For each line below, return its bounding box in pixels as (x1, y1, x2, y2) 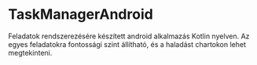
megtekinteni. (8, 48, 53, 57)
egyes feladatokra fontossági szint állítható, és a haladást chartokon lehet (8, 39, 246, 49)
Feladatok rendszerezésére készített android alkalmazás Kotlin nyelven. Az (8, 31, 250, 41)
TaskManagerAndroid (8, 5, 153, 23)
